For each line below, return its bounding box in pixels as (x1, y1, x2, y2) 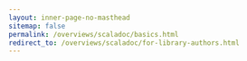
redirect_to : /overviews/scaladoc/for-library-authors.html (8, 38, 241, 48)
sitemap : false (8, 22, 66, 30)
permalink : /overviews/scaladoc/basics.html (8, 30, 179, 39)
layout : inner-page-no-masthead (8, 13, 130, 22)
